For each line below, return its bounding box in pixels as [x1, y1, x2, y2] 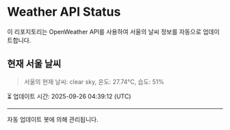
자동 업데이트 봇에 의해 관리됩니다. [7, 115, 99, 123]
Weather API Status [7, 4, 121, 20]
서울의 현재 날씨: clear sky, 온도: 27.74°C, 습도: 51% [23, 77, 165, 86]
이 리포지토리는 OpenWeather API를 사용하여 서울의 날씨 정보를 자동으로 [7, 27, 202, 36]
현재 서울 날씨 [7, 58, 62, 70]
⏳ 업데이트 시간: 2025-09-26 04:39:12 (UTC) [7, 92, 131, 100]
